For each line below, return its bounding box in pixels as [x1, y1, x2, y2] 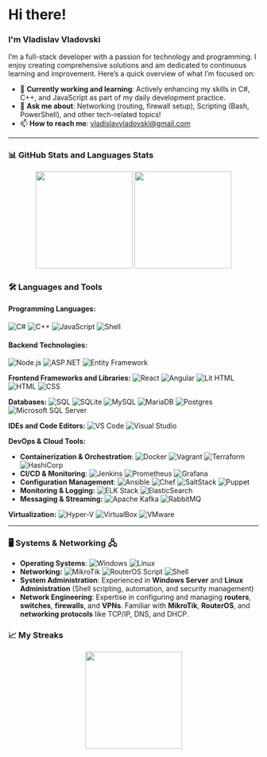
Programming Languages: [8, 304, 96, 314]
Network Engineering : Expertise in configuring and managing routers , [19, 592, 252, 602]
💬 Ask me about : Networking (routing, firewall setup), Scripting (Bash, [19, 101, 250, 111]
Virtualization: [8, 510, 57, 520]
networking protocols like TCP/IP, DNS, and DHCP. [19, 610, 189, 619]
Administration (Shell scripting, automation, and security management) [19, 584, 254, 594]
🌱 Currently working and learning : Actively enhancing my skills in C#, [19, 84, 250, 94]
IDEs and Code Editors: [8, 421, 86, 431]
